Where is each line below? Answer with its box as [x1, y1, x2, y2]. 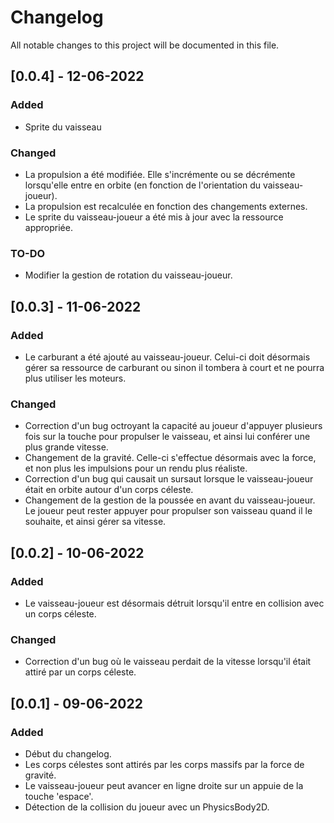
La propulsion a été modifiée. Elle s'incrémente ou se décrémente [24, 168, 296, 180]
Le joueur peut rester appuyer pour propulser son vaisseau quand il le [24, 505, 313, 517]
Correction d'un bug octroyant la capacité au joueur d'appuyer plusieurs [24, 420, 323, 432]
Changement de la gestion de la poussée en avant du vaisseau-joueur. [24, 494, 316, 506]
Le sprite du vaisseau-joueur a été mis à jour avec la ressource [24, 211, 284, 223]
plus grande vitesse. [24, 441, 109, 453]
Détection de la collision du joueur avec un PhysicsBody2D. [24, 801, 270, 813]
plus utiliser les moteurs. [24, 372, 127, 384]
